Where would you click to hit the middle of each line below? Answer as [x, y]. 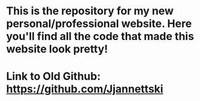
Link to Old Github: [53, 76]
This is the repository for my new [90, 11]
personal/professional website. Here [99, 24]
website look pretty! [57, 49]
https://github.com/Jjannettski [85, 89]
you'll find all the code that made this [100, 36]
